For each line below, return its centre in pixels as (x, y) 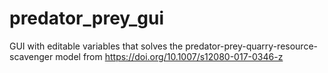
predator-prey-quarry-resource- (251, 46)
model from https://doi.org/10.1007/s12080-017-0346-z (169, 56)
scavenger (31, 56)
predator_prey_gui (87, 18)
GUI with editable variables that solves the (96, 46)
